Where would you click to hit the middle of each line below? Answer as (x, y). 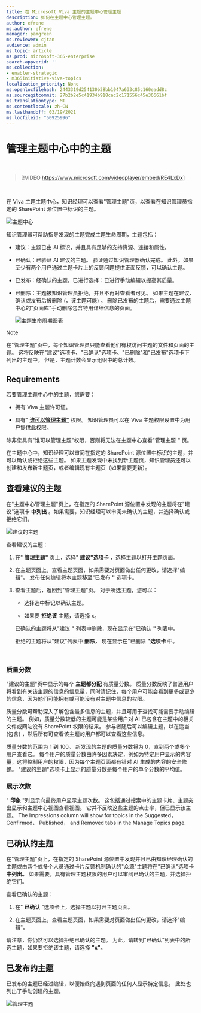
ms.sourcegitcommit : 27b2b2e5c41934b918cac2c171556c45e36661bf (87, 95)
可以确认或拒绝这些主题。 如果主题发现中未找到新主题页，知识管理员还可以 (99, 460)
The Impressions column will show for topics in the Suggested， (97, 815)
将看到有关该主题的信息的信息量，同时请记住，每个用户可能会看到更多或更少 (100, 691)
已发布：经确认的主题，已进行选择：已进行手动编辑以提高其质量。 (96, 280)
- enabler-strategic (32, 73)
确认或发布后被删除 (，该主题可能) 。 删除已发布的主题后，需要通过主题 (103, 301)
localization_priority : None (42, 84)
